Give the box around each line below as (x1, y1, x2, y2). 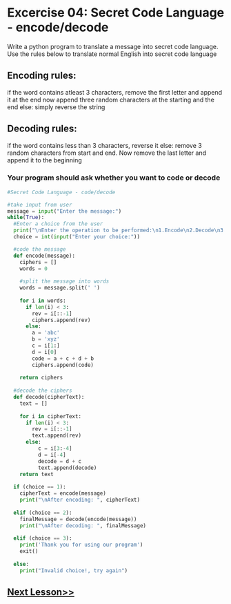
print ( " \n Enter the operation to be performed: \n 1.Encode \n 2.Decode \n (13, 227, 221, 234)
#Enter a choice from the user (13, 220, 103, 227)
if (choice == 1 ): (13, 484, 67, 491)
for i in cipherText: (19, 413, 81, 419)
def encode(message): (13, 252, 76, 259)
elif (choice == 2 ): (13, 509, 72, 516)
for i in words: (19, 297, 67, 304)
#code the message (13, 245, 67, 253)
